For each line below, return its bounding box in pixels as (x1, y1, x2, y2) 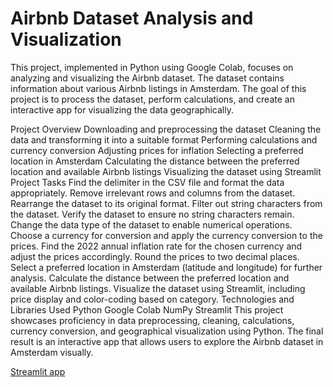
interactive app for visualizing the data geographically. (10, 103, 234, 116)
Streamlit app (10, 365, 66, 377)
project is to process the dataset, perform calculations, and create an (10, 93, 295, 105)
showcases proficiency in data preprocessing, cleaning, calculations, (10, 314, 295, 326)
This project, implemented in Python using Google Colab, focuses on (10, 61, 294, 73)
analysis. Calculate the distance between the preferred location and (10, 272, 290, 284)
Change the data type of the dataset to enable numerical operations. (10, 218, 293, 231)
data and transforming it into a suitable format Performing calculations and (10, 133, 318, 146)
